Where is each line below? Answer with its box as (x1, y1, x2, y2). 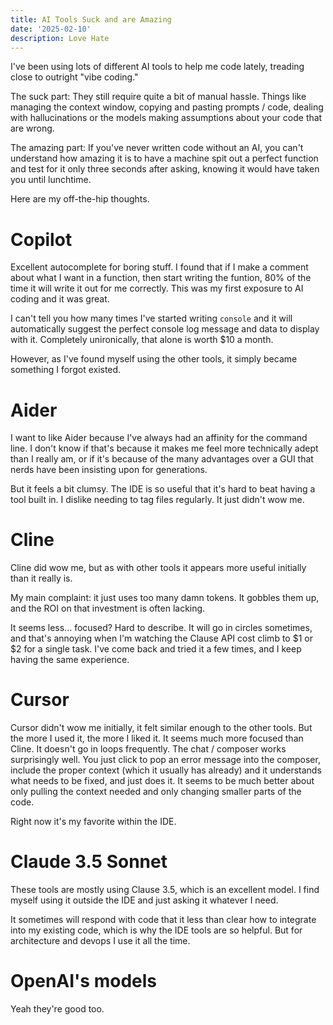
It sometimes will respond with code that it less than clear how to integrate (10, 914, 317, 926)
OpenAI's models (10, 970, 158, 993)
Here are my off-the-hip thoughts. (10, 193, 150, 205)
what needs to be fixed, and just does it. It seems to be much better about (10, 775, 315, 787)
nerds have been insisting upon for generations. (10, 464, 208, 476)
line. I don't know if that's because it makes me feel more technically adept (10, 442, 319, 455)
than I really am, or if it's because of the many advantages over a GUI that (10, 453, 314, 465)
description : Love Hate (10, 33, 110, 43)
